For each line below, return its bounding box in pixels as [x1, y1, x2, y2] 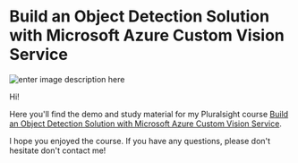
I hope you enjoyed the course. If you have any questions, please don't [9, 135, 271, 146]
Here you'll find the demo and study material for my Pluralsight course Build [9, 108, 289, 119]
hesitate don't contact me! [9, 145, 106, 156]
